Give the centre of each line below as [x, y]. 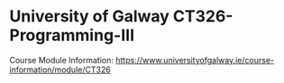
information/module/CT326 [60, 70]
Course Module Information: [62, 60]
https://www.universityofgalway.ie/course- [195, 60]
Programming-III [72, 35]
